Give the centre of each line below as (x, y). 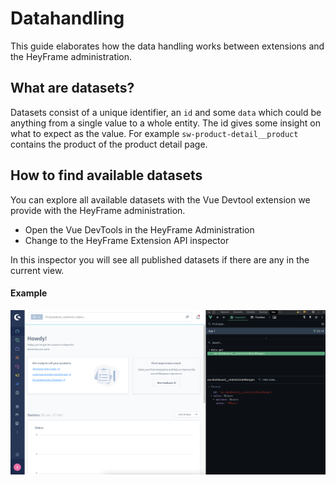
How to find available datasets (106, 175)
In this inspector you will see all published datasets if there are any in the (160, 259)
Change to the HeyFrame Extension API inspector (127, 240)
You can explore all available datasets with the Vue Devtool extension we (160, 199)
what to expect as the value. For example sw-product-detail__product (154, 133)
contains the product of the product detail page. (109, 144)
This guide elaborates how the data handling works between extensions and (167, 46)
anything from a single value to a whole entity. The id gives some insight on (165, 123)
